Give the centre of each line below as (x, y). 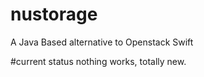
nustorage (54, 14)
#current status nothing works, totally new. (98, 61)
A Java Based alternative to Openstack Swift (102, 42)
